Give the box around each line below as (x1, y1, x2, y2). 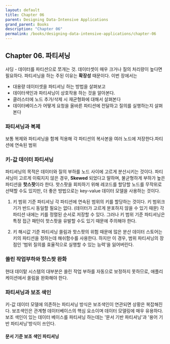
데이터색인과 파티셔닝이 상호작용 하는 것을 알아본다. (12, 90, 115, 96)
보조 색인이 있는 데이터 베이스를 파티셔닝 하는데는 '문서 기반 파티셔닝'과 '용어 (5, 314, 158, 320)
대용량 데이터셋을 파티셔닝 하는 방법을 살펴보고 (12, 83, 106, 90)
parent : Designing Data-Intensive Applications (5, 17, 109, 22)
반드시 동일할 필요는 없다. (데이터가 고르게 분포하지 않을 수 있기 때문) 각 (22, 205, 164, 211)
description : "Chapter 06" (5, 27, 63, 32)
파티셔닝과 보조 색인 (5, 289, 52, 296)
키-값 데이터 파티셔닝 (5, 156, 54, 163)
